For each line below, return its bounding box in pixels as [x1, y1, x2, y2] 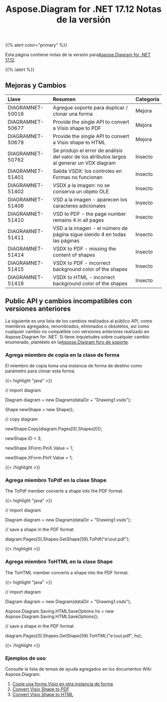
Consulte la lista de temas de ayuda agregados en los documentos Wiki [5, 666, 152, 672]
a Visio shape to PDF [53, 125, 101, 131]
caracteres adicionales [53, 202, 106, 209]
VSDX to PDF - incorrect [53, 260, 110, 266]
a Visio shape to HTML [53, 139, 106, 146]
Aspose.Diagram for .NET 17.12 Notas [5, 3, 162, 15]
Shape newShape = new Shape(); [5, 407, 74, 413]
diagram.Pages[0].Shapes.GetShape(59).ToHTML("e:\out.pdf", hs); [5, 632, 143, 638]
